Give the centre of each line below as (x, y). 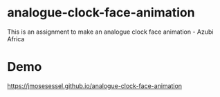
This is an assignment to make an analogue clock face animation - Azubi (110, 32)
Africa (16, 39)
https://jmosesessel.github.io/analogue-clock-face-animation (94, 86)
